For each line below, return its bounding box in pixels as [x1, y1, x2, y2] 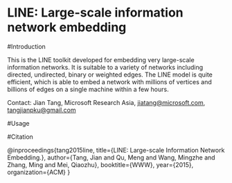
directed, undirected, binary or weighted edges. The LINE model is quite [7, 70, 213, 79]
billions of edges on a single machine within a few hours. [7, 85, 169, 93]
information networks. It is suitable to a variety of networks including [7, 63, 204, 71]
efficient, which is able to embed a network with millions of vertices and [7, 77, 213, 86]
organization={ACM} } [7, 168, 71, 176]
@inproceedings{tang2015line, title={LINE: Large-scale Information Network [7, 146, 225, 154]
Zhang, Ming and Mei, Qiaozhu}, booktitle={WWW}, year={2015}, [7, 160, 194, 168]
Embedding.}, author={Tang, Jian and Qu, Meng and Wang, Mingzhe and [7, 153, 216, 162]
